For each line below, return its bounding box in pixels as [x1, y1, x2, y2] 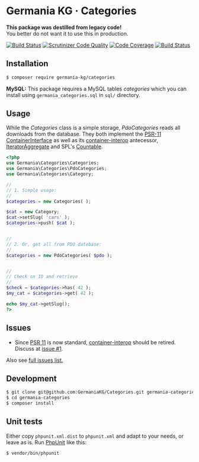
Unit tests [6, 416, 43, 427]
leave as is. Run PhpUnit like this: [6, 438, 87, 445]
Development [6, 373, 57, 383]
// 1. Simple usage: [6, 187, 57, 193]
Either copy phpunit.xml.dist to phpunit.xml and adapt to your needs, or [6, 432, 184, 439]
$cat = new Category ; [6, 209, 60, 215]
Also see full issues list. [6, 357, 63, 364]
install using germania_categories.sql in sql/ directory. [6, 91, 140, 98]
